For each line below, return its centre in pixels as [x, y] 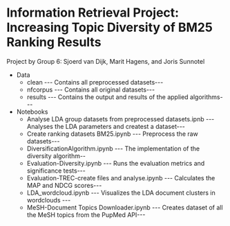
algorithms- [206, 97]
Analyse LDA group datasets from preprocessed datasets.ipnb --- [121, 119]
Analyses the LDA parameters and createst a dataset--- [106, 126]
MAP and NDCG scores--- [64, 185]
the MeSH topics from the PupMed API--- [86, 215]
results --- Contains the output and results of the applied [107, 97]
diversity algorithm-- [56, 156]
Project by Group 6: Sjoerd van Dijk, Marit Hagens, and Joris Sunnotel [106, 61]
